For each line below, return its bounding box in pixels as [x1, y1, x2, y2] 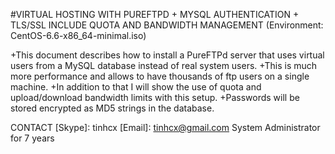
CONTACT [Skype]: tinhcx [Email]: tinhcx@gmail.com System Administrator [10, 122, 321, 133]
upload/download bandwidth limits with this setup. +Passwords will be [10, 92, 300, 103]
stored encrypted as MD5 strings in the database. [10, 102, 215, 114]
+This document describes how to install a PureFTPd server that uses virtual [10, 49, 325, 61]
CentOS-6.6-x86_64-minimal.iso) [10, 30, 147, 41]
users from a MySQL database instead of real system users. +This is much [10, 60, 318, 71]
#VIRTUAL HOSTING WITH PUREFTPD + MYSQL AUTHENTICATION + [10, 9, 300, 20]
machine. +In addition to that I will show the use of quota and [10, 81, 262, 93]
